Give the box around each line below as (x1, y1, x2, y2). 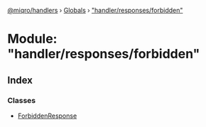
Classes (7, 95, 36, 105)
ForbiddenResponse (17, 111, 77, 120)
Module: (7, 31, 58, 47)
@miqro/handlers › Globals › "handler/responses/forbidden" (7, 6, 183, 14)
